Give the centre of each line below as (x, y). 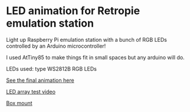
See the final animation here (40, 80)
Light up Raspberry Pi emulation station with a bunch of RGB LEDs (86, 39)
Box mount (19, 103)
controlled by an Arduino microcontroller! (56, 46)
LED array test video (31, 91)
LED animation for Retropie (73, 11)
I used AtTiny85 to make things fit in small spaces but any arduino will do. (95, 57)
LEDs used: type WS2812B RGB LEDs (52, 68)
